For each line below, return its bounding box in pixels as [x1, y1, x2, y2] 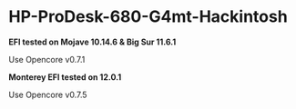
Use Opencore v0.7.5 [8, 89, 87, 100]
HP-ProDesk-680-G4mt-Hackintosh [8, 6, 288, 27]
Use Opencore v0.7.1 [8, 54, 86, 64]
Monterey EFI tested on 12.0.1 [8, 71, 122, 83]
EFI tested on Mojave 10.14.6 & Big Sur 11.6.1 [8, 36, 177, 47]
